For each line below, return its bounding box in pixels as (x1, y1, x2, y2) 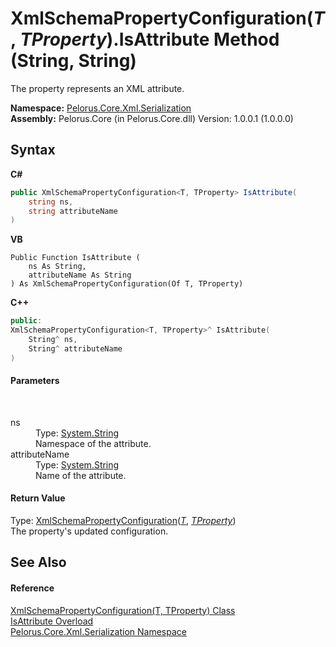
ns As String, (28, 262, 87, 272)
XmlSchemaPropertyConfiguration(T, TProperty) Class (10, 604, 236, 616)
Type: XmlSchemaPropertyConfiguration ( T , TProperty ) (10, 515, 237, 527)
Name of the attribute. (35, 469, 127, 481)
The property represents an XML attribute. (10, 82, 185, 94)
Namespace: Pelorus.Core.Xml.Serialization (10, 102, 192, 114)
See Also (10, 554, 67, 571)
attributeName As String (28, 270, 132, 281)
